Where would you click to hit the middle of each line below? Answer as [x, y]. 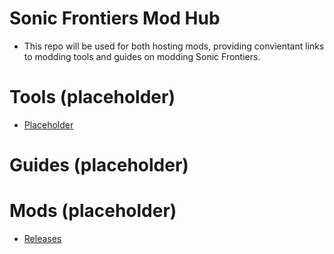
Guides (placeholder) [99, 165]
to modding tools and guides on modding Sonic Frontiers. [142, 56]
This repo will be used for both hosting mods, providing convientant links [174, 46]
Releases [42, 238]
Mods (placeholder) [93, 211]
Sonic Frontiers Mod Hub [115, 18]
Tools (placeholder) [92, 97]
